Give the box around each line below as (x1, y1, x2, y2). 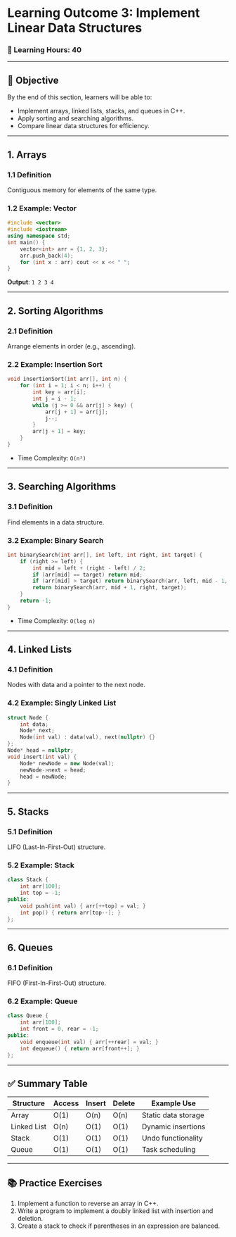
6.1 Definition (7, 962, 53, 972)
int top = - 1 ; (20, 889, 61, 897)
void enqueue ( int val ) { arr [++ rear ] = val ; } (20, 1038, 159, 1046)
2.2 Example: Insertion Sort (7, 359, 103, 369)
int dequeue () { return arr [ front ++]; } (20, 1045, 140, 1052)
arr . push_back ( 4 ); (20, 252, 74, 259)
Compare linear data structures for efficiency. (17, 122, 150, 130)
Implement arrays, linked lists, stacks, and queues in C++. (17, 107, 185, 115)
